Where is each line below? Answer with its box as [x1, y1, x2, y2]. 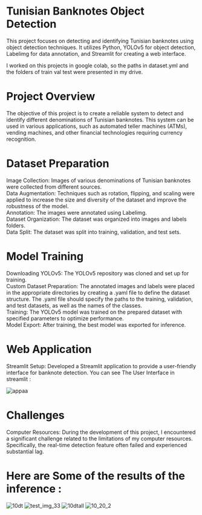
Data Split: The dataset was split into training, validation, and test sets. [6, 228, 181, 235]
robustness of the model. [6, 202, 69, 210]
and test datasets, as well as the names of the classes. [6, 301, 142, 309]
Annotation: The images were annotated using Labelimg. [6, 209, 147, 216]
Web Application [6, 342, 92, 356]
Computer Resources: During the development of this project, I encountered [6, 428, 196, 436]
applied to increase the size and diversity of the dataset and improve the [6, 196, 187, 203]
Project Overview [6, 90, 96, 104]
